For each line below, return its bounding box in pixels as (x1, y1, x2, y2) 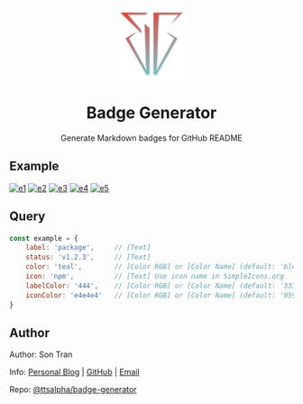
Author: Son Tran (9, 349, 73, 360)
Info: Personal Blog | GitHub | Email (9, 367, 140, 378)
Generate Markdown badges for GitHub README (60, 133, 243, 143)
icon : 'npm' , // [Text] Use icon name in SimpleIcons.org (25, 272, 284, 281)
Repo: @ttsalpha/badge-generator (9, 384, 137, 395)
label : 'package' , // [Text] (25, 243, 151, 252)
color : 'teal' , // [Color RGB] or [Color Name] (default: (25, 262, 277, 271)
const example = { (9, 234, 78, 243)
